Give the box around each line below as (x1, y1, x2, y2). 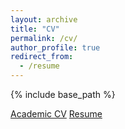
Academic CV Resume (10, 108, 103, 120)
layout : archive (10, 14, 78, 25)
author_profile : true (10, 42, 101, 53)
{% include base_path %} (10, 89, 116, 100)
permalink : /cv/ (10, 33, 78, 43)
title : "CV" (10, 24, 60, 34)
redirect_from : (10, 52, 74, 62)
